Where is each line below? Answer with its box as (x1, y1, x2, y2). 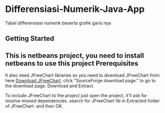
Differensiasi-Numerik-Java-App (5, 3, 145, 15)
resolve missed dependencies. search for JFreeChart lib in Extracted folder (5, 98, 160, 104)
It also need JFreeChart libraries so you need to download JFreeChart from (5, 72, 160, 78)
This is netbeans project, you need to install (5, 51, 144, 60)
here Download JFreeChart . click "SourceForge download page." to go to (5, 78, 156, 84)
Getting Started (5, 34, 54, 43)
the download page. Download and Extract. (5, 83, 94, 89)
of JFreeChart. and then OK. (5, 103, 63, 109)
